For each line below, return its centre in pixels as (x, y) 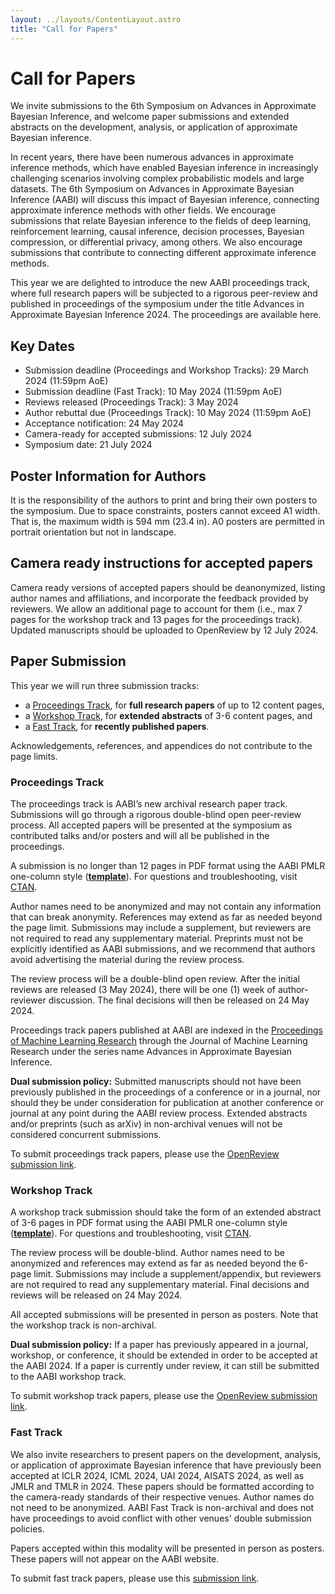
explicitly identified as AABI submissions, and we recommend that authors (163, 948)
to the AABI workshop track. (68, 1377)
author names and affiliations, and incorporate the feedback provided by (159, 598)
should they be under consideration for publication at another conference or (167, 1102)
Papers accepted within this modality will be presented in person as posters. (167, 1548)
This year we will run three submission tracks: (105, 685)
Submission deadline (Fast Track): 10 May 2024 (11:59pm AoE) (153, 392)
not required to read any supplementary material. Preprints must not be (157, 938)
